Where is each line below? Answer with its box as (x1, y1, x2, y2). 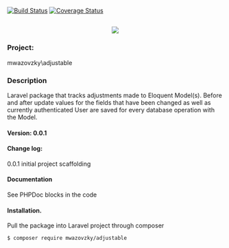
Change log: (7, 145, 43, 153)
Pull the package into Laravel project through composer (7, 221, 165, 230)
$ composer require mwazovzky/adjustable (7, 235, 128, 242)
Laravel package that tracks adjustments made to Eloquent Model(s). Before (7, 91, 223, 99)
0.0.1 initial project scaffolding (7, 160, 91, 168)
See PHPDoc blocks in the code (7, 190, 97, 199)
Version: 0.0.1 (7, 129, 47, 137)
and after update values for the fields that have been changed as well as (7, 98, 211, 106)
